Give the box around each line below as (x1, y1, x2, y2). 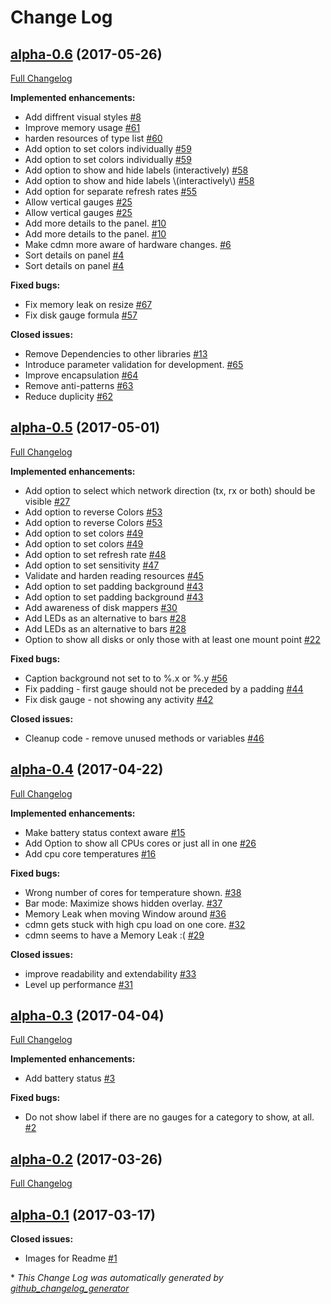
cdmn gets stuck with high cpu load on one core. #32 (24, 918, 246, 930)
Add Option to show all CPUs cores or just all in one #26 (24, 837, 257, 849)
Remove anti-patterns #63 (24, 380, 134, 391)
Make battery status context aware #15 (24, 826, 186, 838)
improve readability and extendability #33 (24, 967, 197, 980)
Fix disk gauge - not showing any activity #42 (24, 693, 214, 705)
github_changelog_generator (10, 1282, 130, 1295)
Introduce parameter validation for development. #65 (24, 359, 244, 370)
